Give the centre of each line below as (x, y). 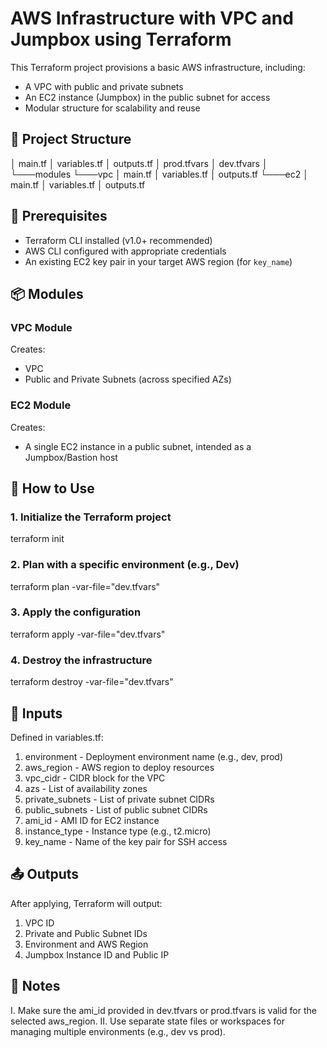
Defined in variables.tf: (57, 737)
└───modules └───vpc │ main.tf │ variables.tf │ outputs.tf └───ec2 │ (159, 174)
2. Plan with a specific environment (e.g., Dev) (125, 565)
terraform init (37, 539)
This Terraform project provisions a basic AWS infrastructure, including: (158, 67)
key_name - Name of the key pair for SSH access (126, 841)
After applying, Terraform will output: (86, 903)
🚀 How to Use (52, 488)
